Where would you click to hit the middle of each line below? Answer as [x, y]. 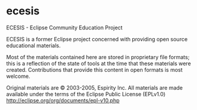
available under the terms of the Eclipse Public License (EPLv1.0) [86, 94]
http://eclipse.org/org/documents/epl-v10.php [63, 100]
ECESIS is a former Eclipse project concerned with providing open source [97, 39]
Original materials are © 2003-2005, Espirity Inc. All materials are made [95, 87]
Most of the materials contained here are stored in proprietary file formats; [98, 57]
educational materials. [34, 45]
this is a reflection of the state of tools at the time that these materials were [99, 63]
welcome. [18, 76]
